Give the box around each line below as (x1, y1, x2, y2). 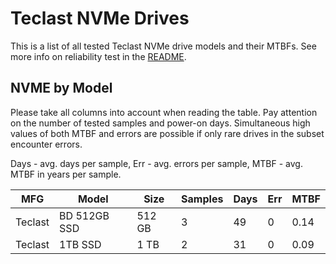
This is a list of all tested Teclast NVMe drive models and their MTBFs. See (10, 40, 317, 52)
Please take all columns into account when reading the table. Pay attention (10, 106, 318, 118)
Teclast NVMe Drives (10, 7, 190, 30)
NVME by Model (10, 80, 113, 97)
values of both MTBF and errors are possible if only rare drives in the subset (10, 127, 325, 139)
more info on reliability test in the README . (10, 50, 187, 62)
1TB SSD (59, 237, 102, 251)
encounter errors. (10, 138, 83, 150)
